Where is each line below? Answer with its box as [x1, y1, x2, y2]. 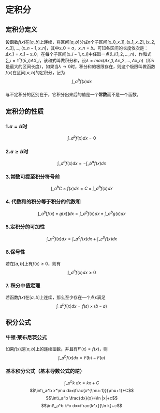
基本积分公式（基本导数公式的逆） [5, 367, 85, 374]
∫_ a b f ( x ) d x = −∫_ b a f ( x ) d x [57, 159, 106, 166]
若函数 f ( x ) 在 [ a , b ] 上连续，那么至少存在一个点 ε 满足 [5, 294, 106, 300]
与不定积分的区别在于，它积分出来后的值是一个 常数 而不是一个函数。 [5, 92, 141, 98]
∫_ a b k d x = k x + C [64, 379, 100, 386]
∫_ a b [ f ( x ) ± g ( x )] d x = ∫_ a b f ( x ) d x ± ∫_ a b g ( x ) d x [37, 210, 126, 216]
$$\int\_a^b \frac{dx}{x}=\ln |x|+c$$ [45, 395, 118, 401]
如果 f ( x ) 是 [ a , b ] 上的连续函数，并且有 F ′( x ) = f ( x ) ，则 [5, 346, 108, 352]
